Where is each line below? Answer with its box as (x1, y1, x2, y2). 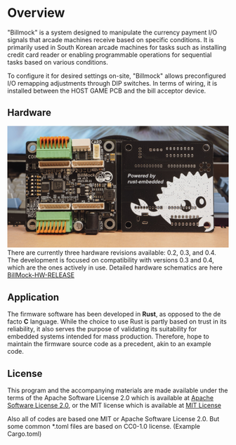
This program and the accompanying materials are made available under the (7, 386, 228, 394)
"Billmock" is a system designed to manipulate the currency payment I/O (7, 28, 218, 36)
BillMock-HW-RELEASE (7, 271, 75, 279)
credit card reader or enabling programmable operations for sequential (7, 51, 212, 59)
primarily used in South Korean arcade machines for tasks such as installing (7, 43, 227, 51)
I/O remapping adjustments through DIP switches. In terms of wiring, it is (7, 79, 218, 87)
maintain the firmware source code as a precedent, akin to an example (7, 340, 212, 348)
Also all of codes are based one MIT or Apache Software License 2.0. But (7, 414, 220, 423)
